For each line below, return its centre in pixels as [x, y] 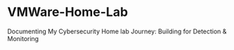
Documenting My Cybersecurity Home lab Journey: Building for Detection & [117, 31]
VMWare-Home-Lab [68, 12]
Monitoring [23, 38]
